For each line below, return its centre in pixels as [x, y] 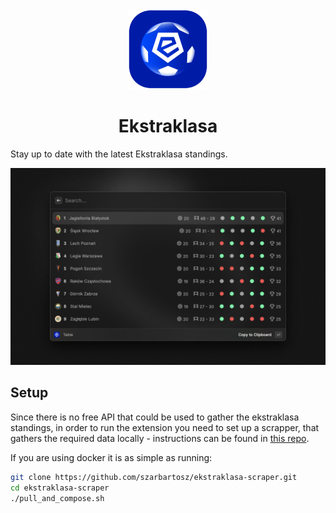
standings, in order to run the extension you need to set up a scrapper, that [165, 427]
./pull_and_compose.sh [57, 498]
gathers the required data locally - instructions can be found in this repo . [160, 438]
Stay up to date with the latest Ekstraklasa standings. [119, 154]
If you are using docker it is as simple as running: [111, 457]
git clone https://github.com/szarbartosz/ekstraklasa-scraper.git [154, 477]
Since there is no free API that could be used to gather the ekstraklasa [155, 417]
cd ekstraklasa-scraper [60, 488]
